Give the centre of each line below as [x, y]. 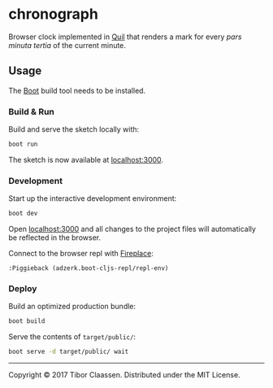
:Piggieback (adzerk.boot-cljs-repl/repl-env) [89, 268]
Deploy [23, 289]
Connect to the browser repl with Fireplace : [81, 254]
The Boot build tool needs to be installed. [77, 90]
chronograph [54, 14]
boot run [23, 144]
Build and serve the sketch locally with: [74, 129]
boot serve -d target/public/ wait [69, 352]
